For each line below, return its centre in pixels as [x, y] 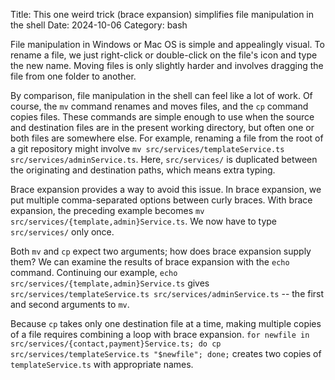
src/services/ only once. [62, 232]
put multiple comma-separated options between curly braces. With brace [161, 200]
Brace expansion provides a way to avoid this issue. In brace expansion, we [166, 189]
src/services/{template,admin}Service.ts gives [110, 283]
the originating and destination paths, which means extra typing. [143, 170]
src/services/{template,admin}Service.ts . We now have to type [144, 221]
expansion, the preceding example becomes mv [107, 210]
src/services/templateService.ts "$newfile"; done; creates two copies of [166, 353]
